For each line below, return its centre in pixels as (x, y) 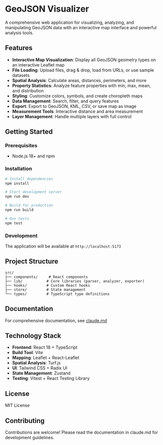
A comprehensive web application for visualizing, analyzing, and (70, 22)
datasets (21, 75)
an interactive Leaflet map (38, 65)
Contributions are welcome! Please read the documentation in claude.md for (81, 432)
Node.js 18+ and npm (33, 156)
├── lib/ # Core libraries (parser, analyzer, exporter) (75, 281)
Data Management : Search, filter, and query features (65, 101)
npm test (14, 223)
